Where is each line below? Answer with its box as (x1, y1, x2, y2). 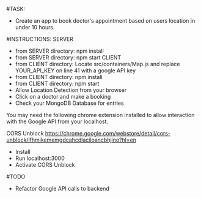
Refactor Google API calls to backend (15, 185, 110, 192)
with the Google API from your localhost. (6, 118, 109, 125)
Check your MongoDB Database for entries (15, 99, 124, 107)
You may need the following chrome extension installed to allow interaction (6, 112, 195, 118)
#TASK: (6, 6, 26, 12)
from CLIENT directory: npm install (15, 74, 103, 80)
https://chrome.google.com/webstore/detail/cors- (45, 130, 171, 137)
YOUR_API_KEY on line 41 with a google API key (15, 67, 136, 74)
